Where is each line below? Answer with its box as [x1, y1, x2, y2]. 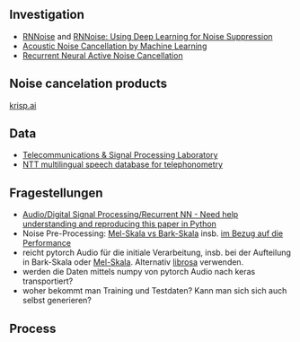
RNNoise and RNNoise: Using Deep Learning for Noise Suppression [22, 31, 273, 41]
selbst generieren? [22, 295, 92, 306]
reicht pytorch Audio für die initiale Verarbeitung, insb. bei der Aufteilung [22, 247, 292, 259]
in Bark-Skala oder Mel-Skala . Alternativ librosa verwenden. [22, 257, 244, 267]
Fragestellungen [9, 185, 103, 200]
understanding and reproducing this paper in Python [22, 219, 217, 230]
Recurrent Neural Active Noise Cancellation [22, 49, 183, 61]
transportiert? [22, 276, 74, 286]
